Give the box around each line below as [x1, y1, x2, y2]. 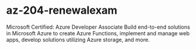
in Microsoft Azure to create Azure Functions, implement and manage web [6, 29, 190, 36]
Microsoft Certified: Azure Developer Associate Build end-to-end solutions [6, 23, 191, 30]
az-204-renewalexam [6, 4, 118, 17]
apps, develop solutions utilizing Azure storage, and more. [6, 36, 150, 43]
